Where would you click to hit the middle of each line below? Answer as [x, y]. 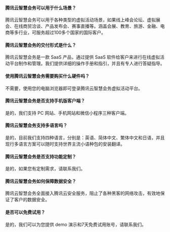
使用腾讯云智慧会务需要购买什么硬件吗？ [47, 76]
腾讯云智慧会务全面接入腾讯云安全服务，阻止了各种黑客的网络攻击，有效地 [83, 193]
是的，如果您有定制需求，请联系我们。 [45, 169]
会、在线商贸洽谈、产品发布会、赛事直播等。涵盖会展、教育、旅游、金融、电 [85, 26]
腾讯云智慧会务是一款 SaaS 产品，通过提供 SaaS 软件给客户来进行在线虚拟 [83, 57]
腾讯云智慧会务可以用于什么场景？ [41, 8]
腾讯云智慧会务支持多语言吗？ [36, 125]
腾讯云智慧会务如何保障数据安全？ [41, 181]
